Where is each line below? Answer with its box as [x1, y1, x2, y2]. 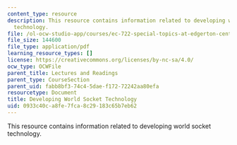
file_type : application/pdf [7, 43, 90, 50]
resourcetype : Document [7, 89, 78, 96]
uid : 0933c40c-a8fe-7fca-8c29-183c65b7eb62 [7, 103, 138, 110]
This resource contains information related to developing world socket [7, 122, 212, 130]
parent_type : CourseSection [7, 76, 90, 83]
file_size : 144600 [7, 37, 61, 44]
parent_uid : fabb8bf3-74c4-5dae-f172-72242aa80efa [7, 83, 159, 90]
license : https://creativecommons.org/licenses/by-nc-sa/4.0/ [7, 57, 194, 64]
